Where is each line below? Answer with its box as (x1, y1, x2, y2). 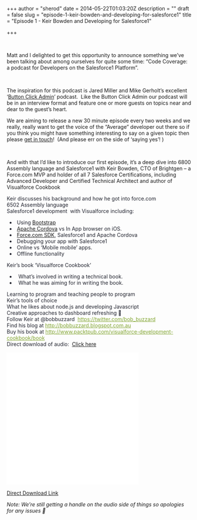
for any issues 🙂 (6, 507, 46, 514)
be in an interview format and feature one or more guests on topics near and (6, 99, 191, 106)
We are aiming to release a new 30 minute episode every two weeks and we (6, 117, 191, 124)
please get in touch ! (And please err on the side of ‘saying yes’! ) (6, 136, 164, 143)
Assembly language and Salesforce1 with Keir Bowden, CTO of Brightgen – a (6, 165, 191, 172)
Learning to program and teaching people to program (6, 291, 135, 298)
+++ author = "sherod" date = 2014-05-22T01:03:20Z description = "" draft (6, 5, 189, 12)
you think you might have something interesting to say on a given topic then (6, 129, 190, 136)
